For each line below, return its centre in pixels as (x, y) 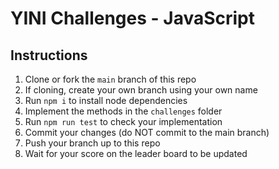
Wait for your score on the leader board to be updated (136, 153)
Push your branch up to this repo (92, 143)
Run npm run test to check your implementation (123, 121)
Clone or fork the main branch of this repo (110, 79)
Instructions (49, 55)
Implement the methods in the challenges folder (123, 111)
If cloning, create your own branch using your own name (141, 90)
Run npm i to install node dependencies (106, 100)
